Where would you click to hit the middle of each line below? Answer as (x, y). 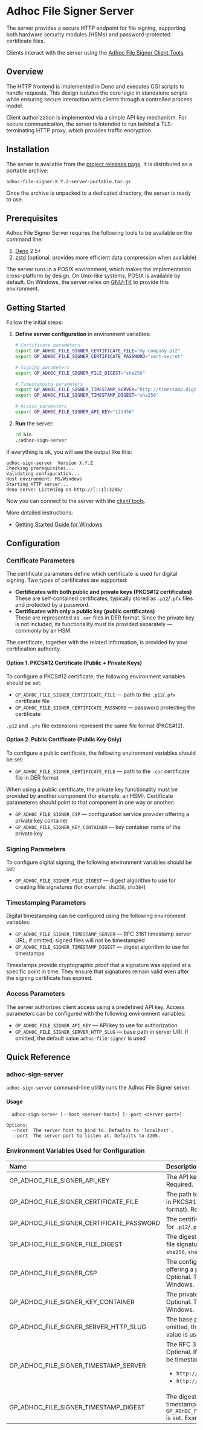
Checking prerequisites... (40, 468)
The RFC (178, 1344)
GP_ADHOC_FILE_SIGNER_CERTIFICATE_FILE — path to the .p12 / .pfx (95, 694)
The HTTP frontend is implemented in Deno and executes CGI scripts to (95, 86)
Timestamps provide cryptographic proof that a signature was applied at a (99, 965)
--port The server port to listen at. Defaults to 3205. (86, 1136)
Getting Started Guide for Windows (59, 524)
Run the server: (34, 423)
